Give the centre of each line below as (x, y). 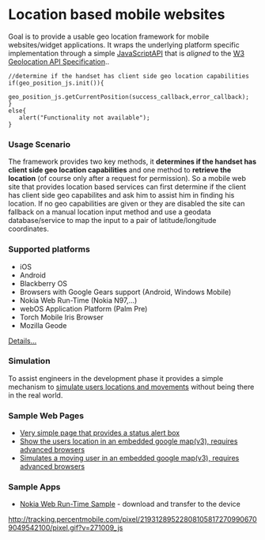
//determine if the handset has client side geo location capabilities (129, 76)
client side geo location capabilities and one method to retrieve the (120, 170)
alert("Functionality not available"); (84, 117)
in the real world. (36, 395)
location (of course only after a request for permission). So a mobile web (127, 179)
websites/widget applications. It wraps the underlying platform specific (124, 44)
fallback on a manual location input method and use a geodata (110, 212)
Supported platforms (49, 249)
